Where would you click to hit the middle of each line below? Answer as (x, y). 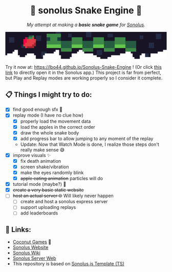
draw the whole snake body (50, 132)
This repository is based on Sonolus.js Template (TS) (68, 264)
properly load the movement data (56, 121)
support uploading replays (48, 207)
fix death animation (41, 161)
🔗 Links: (18, 230)
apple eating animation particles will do (62, 179)
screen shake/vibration (45, 167)
